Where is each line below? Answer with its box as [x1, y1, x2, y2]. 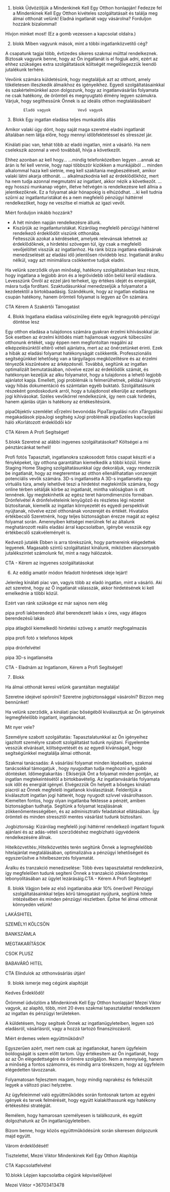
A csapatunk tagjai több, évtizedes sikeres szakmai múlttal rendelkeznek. [5, 51, 158, 56]
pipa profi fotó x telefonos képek [5, 635, 73, 641]
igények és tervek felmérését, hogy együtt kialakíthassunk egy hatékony [5, 1097, 156, 1103]
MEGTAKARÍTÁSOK [5, 941, 46, 947]
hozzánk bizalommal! [12, 21, 57, 27]
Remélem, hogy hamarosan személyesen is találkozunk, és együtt [5, 1112, 143, 1118]
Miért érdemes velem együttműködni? [5, 1035, 84, 1041]
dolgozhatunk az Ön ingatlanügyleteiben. [5, 1118, 91, 1124]
